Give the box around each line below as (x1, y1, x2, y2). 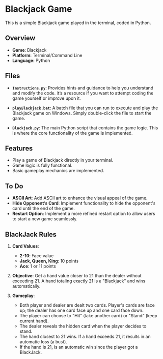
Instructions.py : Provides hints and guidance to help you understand (12, 85, 154, 90)
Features (5, 144, 33, 152)
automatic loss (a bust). (19, 339, 67, 345)
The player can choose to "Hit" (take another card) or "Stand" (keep (19, 313, 158, 318)
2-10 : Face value (19, 253, 54, 259)
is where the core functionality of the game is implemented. (12, 130, 133, 136)
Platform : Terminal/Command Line (12, 52, 82, 58)
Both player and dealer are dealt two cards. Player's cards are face (19, 302, 155, 308)
